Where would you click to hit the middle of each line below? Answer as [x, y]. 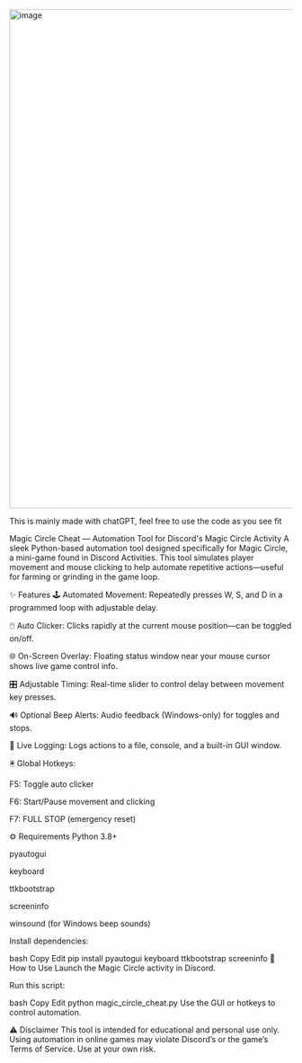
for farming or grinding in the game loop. [84, 576]
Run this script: [37, 985]
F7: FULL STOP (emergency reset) [73, 819]
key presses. [33, 697]
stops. [21, 728]
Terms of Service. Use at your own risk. [83, 1049]
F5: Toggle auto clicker [52, 784]
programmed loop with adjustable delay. [84, 607]
